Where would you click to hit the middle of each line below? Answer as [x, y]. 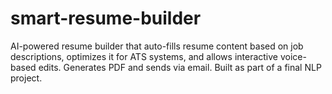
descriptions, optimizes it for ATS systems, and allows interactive [144, 56]
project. [26, 78]
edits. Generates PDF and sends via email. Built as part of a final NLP [180, 67]
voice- [293, 56]
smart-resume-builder [106, 18]
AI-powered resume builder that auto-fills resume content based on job [157, 46]
